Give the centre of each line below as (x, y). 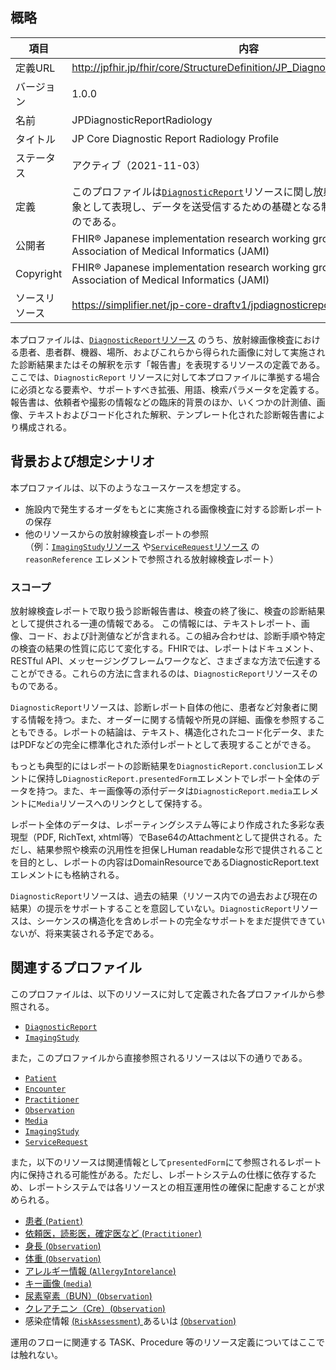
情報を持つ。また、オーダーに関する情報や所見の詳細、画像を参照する (172, 719)
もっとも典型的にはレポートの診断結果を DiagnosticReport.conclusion (154, 765)
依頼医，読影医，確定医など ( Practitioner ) (113, 1233)
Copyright (39, 273)
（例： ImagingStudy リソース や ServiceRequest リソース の (142, 546)
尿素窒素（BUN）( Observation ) (88, 1295)
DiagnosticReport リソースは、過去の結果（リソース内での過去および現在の (164, 895)
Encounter (45, 1089)
